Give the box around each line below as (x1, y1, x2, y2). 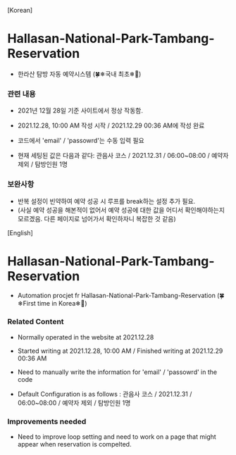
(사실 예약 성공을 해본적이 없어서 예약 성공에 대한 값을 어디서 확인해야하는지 (17, 206, 225, 214)
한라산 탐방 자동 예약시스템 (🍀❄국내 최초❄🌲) (17, 70, 142, 78)
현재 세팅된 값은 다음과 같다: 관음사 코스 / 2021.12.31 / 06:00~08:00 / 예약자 (17, 151, 229, 160)
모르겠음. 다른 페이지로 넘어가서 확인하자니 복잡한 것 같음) (17, 214, 176, 223)
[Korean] (7, 6, 33, 14)
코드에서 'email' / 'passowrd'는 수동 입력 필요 (17, 137, 144, 145)
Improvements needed (7, 416, 87, 426)
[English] (7, 228, 33, 237)
